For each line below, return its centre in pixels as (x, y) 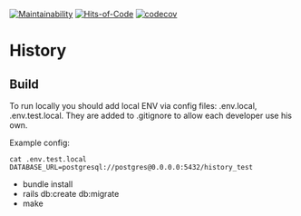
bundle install (48, 184)
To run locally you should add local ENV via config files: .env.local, (133, 106)
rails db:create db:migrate (71, 194)
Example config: (40, 142)
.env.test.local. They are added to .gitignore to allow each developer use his (151, 115)
